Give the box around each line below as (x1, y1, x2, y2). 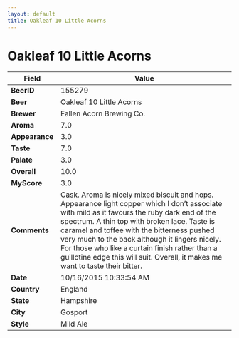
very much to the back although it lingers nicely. (60, 235, 221, 245)
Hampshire (60, 296, 97, 306)
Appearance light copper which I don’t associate (60, 199, 223, 209)
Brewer (11, 108, 36, 118)
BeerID (11, 86, 35, 96)
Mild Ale (60, 319, 88, 329)
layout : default (7, 10, 55, 18)
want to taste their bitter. (60, 261, 142, 271)
